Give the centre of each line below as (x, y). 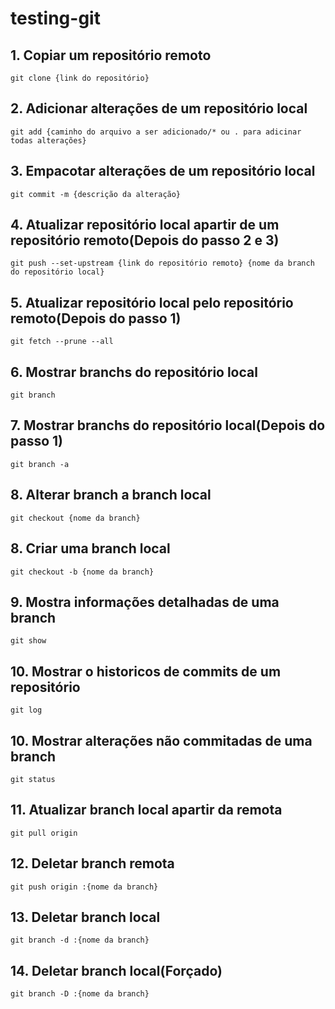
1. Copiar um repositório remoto (111, 55)
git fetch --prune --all (62, 342)
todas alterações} (48, 140)
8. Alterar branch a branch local (111, 495)
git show (28, 641)
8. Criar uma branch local (90, 548)
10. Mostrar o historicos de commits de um (146, 671)
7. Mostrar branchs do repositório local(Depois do (168, 425)
